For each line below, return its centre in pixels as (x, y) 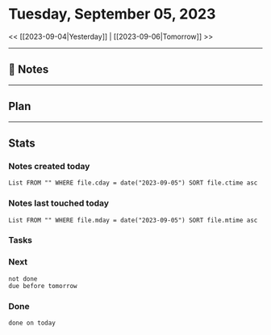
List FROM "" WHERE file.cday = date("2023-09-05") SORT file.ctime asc (133, 183)
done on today (32, 323)
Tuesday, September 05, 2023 (112, 14)
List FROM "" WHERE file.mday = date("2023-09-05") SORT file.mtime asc (133, 220)
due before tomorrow (43, 286)
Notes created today (49, 166)
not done (23, 279)
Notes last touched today (59, 203)
